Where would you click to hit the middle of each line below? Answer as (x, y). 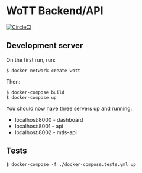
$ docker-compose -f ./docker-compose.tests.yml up (71, 164)
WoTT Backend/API (55, 11)
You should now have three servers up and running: (69, 108)
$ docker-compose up (32, 97)
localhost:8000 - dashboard (49, 119)
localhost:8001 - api (39, 126)
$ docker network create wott (43, 71)
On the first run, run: (31, 59)
